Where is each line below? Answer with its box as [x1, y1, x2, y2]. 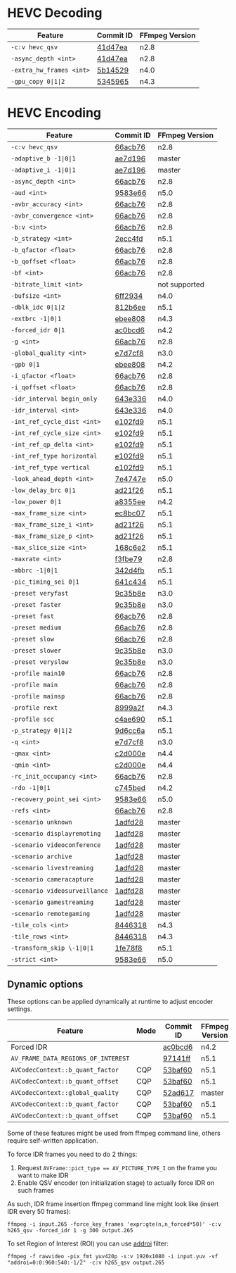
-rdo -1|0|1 [11, 784, 51, 791]
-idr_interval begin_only [11, 394, 98, 403]
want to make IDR [17, 1171, 69, 1179]
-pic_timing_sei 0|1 [11, 577, 79, 586]
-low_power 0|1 [11, 498, 62, 506]
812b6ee [114, 302, 146, 312]
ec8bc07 [114, 508, 145, 518]
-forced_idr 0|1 [11, 326, 65, 334]
